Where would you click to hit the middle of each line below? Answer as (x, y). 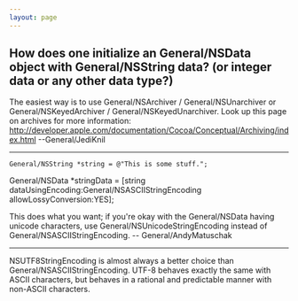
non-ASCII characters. (50, 289)
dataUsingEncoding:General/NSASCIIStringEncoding (106, 190)
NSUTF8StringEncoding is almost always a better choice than (122, 261)
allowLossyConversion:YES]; (62, 199)
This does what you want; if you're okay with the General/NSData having (142, 217)
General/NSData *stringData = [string (78, 181)
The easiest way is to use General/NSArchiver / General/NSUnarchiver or (143, 102)
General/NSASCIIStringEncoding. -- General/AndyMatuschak (121, 235)
